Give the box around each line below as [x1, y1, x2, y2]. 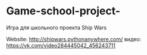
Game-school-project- [6, 4, 121, 18]
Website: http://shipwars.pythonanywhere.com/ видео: [6, 35, 142, 42]
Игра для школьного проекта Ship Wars [6, 24, 107, 31]
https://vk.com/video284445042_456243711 [6, 42, 116, 49]
